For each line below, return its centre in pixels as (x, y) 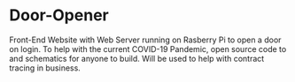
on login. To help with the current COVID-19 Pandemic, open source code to (148, 48)
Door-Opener (59, 15)
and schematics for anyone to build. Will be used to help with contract (137, 58)
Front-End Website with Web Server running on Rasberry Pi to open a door (145, 40)
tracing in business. (45, 68)
